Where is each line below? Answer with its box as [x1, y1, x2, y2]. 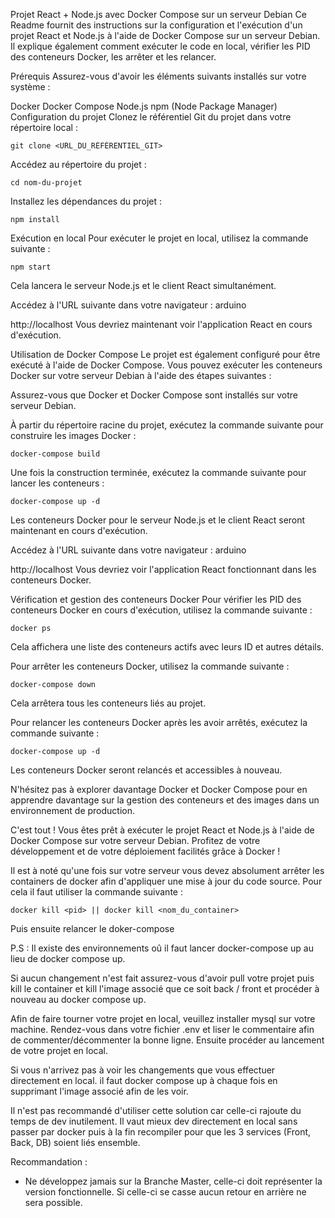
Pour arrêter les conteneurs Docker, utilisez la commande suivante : [10, 660, 290, 672]
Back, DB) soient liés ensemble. [10, 1137, 141, 1148]
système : [10, 81, 51, 93]
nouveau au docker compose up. [10, 994, 147, 1005]
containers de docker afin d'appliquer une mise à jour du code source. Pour [10, 875, 323, 887]
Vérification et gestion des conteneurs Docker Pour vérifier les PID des [10, 594, 302, 605]
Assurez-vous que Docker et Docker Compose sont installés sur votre [10, 389, 298, 401]
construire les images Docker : [10, 430, 137, 441]
